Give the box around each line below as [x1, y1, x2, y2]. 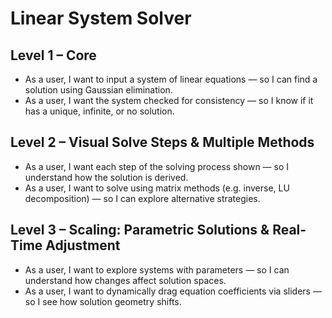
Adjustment [45, 237, 121, 254]
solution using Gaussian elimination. [24, 84, 173, 96]
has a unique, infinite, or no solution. [24, 105, 175, 117]
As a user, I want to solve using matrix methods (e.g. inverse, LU [24, 182, 290, 194]
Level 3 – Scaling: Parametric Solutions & [10, 222, 270, 239]
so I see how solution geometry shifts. [24, 295, 182, 307]
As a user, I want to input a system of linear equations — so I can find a [24, 73, 318, 85]
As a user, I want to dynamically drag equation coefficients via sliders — [24, 285, 322, 297]
